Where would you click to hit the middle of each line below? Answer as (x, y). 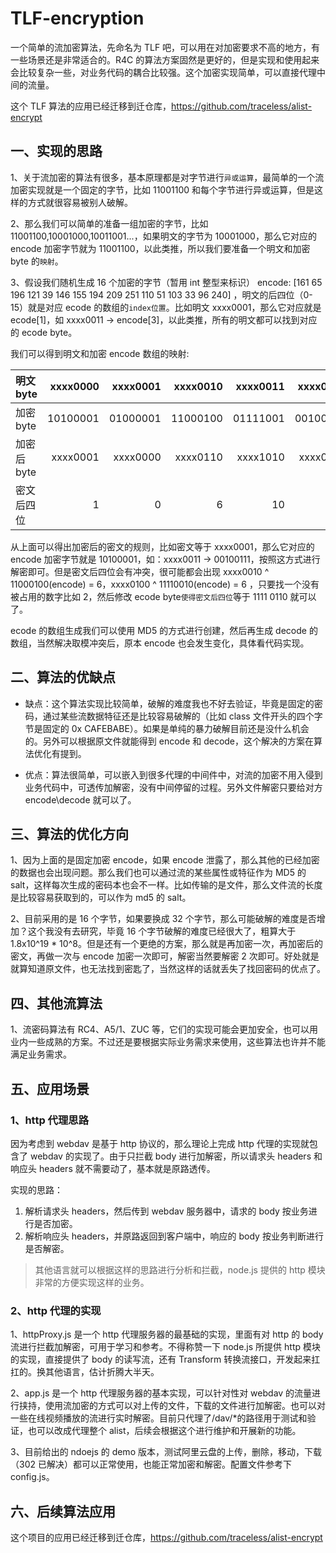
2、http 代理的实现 (56, 1310)
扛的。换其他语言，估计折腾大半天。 (85, 1372)
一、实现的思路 (56, 151)
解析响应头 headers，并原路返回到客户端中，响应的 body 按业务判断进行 (174, 1236)
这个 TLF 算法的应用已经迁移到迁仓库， (91, 106)
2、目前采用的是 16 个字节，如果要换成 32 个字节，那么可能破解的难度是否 (163, 919)
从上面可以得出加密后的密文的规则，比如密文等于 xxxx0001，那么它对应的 (162, 546)
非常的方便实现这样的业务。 (92, 1282)
